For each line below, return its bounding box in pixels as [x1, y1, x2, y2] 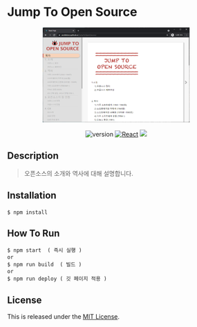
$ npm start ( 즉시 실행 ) [7, 247, 82, 254]
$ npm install [7, 208, 48, 216]
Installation [7, 190, 57, 201]
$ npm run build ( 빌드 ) [7, 261, 82, 268]
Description [7, 150, 59, 162]
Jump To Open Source [7, 4, 138, 20]
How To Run [7, 227, 60, 239]
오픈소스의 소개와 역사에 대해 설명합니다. [24, 169, 133, 177]
